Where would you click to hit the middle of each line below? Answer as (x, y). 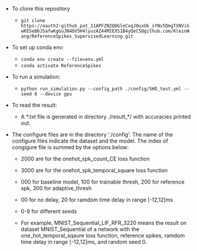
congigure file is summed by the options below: (70, 147)
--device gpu (56, 94)
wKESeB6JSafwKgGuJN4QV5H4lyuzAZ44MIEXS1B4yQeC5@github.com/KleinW (105, 31)
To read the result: (34, 105)
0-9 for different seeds (49, 211)
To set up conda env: (38, 47)
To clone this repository (41, 9)
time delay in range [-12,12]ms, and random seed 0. (84, 242)
